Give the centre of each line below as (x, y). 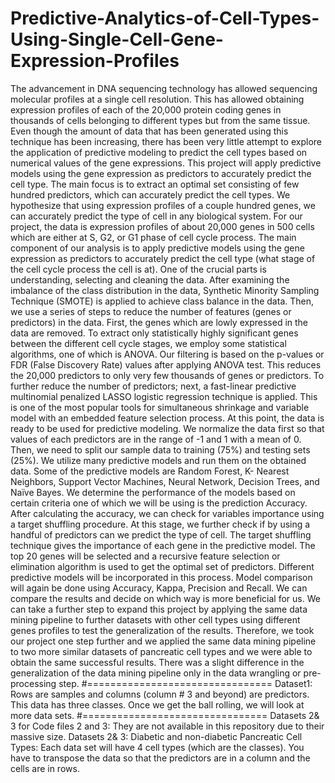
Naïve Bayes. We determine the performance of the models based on (153, 492)
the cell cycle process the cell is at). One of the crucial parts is (138, 269)
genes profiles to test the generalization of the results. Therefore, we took (162, 630)
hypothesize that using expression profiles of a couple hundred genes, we (163, 205)
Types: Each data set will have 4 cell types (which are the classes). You (157, 747)
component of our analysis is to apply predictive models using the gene (157, 248)
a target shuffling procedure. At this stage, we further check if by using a (160, 524)
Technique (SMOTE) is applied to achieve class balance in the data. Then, (162, 301)
